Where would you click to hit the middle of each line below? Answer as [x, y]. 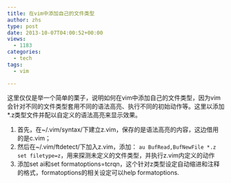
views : [17, 39]
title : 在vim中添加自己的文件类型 [51, 13]
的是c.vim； [34, 138]
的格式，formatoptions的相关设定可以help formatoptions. [98, 172]
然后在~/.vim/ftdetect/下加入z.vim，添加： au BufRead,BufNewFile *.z [117, 147]
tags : [15, 65]
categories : [24, 52]
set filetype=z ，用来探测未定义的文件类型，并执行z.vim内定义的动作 [116, 155]
